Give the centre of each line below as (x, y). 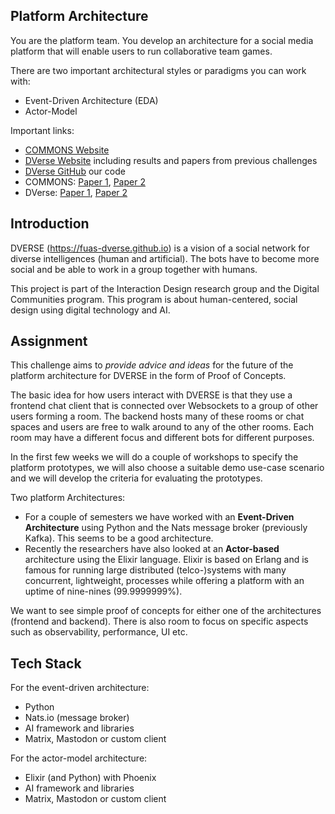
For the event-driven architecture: (80, 688)
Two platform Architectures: (68, 498)
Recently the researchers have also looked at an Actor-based (152, 549)
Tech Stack (46, 663)
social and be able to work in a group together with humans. (134, 269)
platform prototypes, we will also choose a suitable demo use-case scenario (167, 468)
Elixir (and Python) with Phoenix (90, 778)
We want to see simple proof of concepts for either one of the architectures (166, 611)
